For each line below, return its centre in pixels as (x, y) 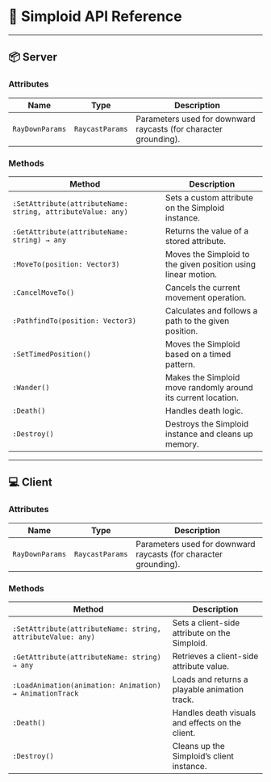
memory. (182, 444)
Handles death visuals (214, 713)
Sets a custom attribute (209, 197)
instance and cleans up (209, 434)
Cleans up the (198, 746)
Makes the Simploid (202, 377)
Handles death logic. (204, 410)
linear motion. (191, 274)
